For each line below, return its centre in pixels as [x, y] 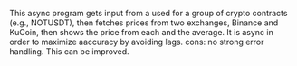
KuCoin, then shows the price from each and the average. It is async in [141, 32]
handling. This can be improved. [69, 52]
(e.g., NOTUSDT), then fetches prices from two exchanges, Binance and [144, 23]
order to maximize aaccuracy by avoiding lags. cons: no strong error [137, 42]
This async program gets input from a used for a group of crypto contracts [148, 13]
